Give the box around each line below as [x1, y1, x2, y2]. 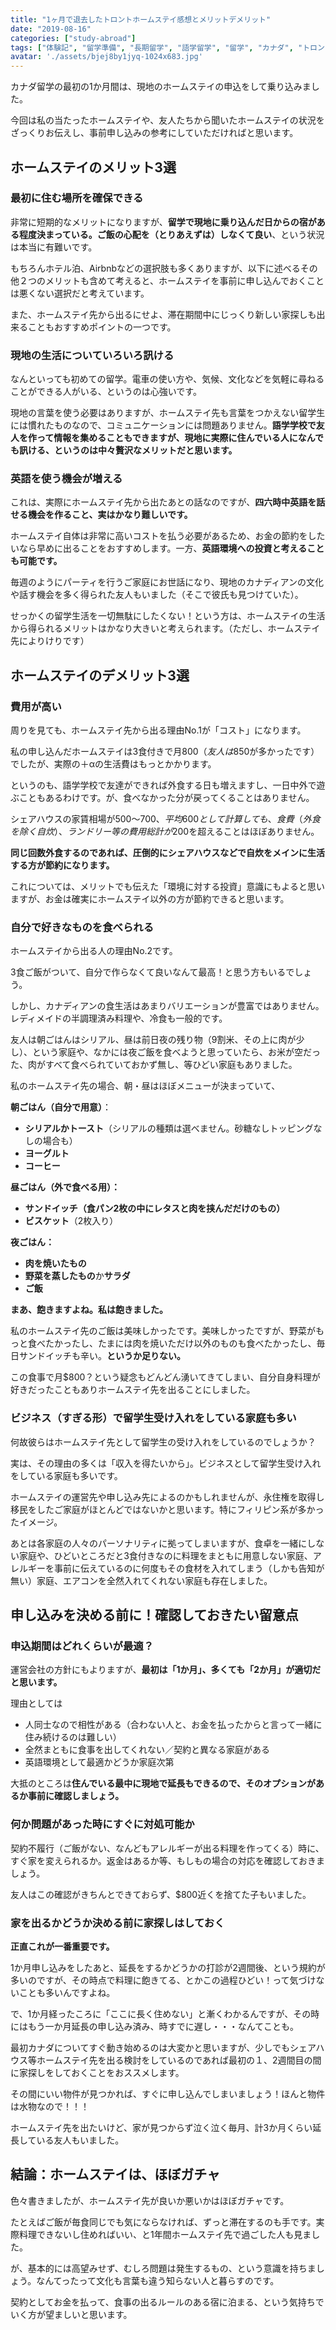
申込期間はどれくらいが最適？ [10, 1639, 155, 1653]
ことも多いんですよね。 [18, 1986, 116, 1998]
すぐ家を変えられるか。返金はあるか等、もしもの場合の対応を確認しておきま [10, 1854, 325, 1866]
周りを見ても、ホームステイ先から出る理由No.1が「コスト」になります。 [10, 724, 307, 736]
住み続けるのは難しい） [24, 1731, 122, 1743]
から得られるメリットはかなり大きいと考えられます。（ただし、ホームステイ [10, 622, 321, 635]
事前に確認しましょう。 [27, 1790, 125, 1802]
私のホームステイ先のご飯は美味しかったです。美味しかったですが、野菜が [10, 1325, 316, 1337]
